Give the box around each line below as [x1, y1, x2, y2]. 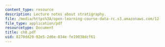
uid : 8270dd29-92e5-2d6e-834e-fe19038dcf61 [5, 35, 96, 40]
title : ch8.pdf [5, 30, 36, 35]
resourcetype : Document [5, 25, 54, 30]
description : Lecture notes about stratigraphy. [5, 12, 107, 17]
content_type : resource [5, 7, 54, 12]
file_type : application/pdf [5, 21, 63, 26]
